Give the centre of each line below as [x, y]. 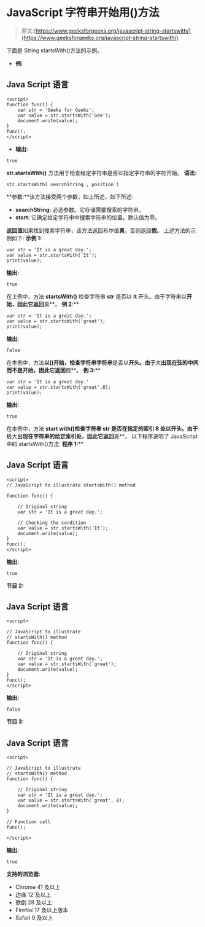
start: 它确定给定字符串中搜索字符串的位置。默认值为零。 [88, 217]
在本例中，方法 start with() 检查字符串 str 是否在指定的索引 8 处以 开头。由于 [102, 428]
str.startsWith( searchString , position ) [63, 184]
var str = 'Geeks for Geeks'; [56, 110]
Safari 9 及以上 [34, 918]
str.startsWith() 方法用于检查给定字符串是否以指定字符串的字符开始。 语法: [102, 173]
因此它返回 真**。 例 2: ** [48, 304]
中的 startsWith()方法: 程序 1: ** [45, 444]
